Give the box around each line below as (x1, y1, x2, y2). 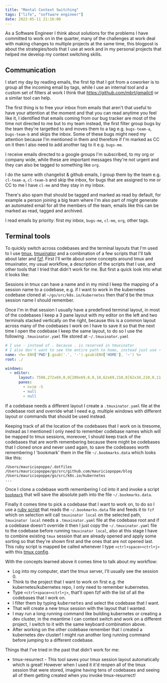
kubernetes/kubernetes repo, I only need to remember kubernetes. (12, 584, 150, 590)
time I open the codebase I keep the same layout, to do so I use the (5, 328, 143, 334)
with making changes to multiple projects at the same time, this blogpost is (5, 41, 158, 47)
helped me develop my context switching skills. (5, 51, 102, 57)
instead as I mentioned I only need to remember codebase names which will (5, 428, 161, 434)
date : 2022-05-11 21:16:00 (5, 16, 61, 21)
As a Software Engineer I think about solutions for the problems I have (5, 30, 148, 36)
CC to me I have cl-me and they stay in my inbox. (5, 182, 105, 188)
